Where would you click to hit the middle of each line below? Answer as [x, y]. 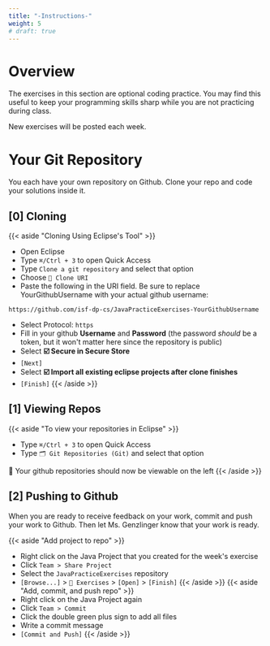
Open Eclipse [42, 252]
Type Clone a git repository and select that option [107, 269]
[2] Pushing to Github [64, 496]
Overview [42, 71]
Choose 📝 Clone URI [54, 278]
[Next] [31, 364]
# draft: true [32, 31]
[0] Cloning [38, 216]
